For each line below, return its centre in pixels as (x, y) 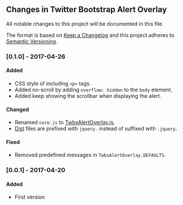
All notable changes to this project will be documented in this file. (85, 23)
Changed (18, 109)
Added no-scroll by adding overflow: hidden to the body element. (94, 90)
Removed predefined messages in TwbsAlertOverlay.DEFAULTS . (90, 155)
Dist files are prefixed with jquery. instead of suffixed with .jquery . (96, 129)
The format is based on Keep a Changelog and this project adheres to (90, 35)
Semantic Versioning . (32, 41)
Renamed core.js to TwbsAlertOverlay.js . (65, 122)
